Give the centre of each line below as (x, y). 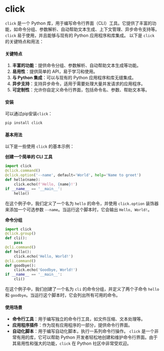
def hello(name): (23, 180)
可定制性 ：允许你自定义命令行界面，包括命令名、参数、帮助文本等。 (81, 90)
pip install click (24, 123)
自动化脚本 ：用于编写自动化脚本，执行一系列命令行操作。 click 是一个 (83, 331)
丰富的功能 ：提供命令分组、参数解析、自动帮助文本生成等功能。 (76, 66)
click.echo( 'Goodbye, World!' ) (46, 270)
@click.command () (23, 171)
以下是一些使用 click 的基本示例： (40, 146)
